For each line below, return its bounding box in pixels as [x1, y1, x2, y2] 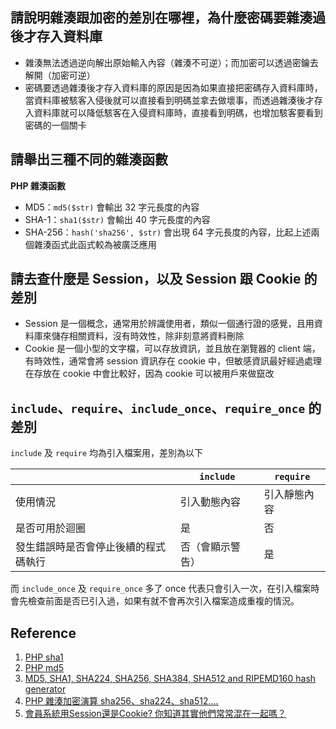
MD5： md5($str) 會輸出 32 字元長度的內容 [24, 201, 200, 213]
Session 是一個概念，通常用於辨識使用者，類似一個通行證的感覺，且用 [24, 318, 315, 330]
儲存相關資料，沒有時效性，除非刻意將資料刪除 [51, 330, 245, 342]
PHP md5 [24, 662, 65, 674]
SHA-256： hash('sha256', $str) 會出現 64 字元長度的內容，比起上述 [24, 226, 312, 238]
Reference [10, 624, 77, 642]
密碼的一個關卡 [24, 119, 87, 131]
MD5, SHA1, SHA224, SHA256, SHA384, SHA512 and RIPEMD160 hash [24, 673, 317, 685]
